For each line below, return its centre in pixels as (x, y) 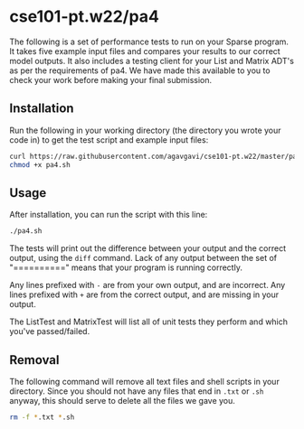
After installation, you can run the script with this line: (109, 215)
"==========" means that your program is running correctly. (126, 267)
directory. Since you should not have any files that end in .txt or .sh (137, 391)
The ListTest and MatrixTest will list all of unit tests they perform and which (148, 322)
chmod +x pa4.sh (40, 164)
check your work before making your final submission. (111, 79)
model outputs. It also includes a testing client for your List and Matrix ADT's (152, 61)
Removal (34, 360)
